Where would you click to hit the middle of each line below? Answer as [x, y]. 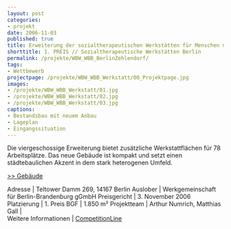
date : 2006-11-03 [32, 33]
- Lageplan [23, 122]
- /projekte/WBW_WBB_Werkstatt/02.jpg [63, 97]
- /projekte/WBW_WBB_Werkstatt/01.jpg [63, 90]
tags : [15, 65]
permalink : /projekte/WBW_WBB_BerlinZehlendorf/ [78, 58]
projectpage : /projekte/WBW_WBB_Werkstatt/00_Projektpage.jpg [98, 77]
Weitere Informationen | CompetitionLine [65, 219]
